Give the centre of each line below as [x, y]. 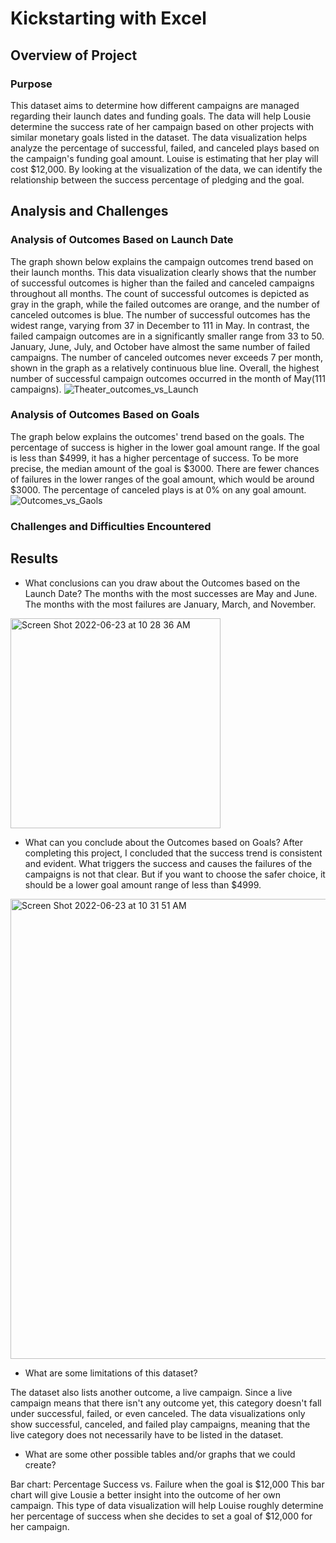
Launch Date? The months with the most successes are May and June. [171, 593]
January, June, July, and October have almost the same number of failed [160, 346]
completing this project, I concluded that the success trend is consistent [173, 853]
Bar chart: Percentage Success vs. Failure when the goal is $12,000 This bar [167, 1484]
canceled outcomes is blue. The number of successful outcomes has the [160, 314]
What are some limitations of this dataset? [111, 1373]
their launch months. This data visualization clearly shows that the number [163, 272]
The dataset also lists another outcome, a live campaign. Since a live [151, 1392]
